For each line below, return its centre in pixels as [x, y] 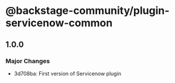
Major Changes [28, 61]
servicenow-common [59, 23]
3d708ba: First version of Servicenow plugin [67, 73]
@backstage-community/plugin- [88, 11]
